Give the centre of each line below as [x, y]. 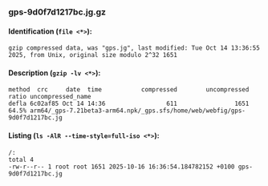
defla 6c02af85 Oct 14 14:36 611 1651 [129, 104]
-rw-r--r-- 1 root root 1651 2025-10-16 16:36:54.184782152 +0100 [122, 167]
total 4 [21, 160]
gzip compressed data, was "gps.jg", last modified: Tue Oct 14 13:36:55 [134, 48]
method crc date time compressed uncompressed [129, 90]
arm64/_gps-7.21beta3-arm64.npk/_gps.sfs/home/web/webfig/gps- [138, 111]
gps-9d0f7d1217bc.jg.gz [57, 12]
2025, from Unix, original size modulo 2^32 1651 [93, 55]
